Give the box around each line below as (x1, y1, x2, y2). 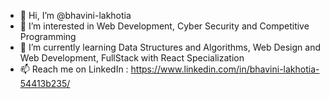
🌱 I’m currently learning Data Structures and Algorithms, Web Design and (19, 41, 321, 53)
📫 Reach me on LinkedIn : (19, 63, 129, 75)
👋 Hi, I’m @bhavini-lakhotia (19, 10, 132, 21)
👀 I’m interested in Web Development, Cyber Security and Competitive (19, 20, 310, 32)
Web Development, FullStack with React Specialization (19, 52, 245, 64)
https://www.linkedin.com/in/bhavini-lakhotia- (130, 63, 320, 75)
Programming (19, 31, 77, 42)
